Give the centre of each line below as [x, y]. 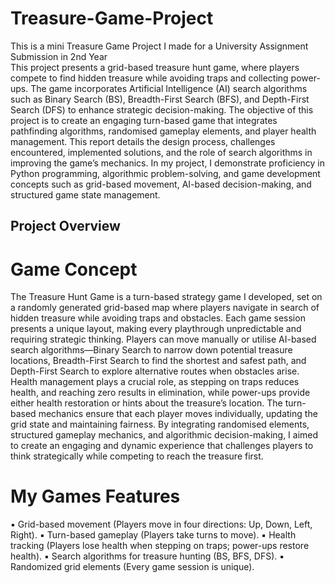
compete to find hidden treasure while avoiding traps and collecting [149, 78]
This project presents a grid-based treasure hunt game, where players [155, 67]
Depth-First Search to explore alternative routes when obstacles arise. [155, 371]
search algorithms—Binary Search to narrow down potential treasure [151, 350]
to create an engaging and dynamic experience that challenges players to [162, 446]
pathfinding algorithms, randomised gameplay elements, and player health [163, 131]
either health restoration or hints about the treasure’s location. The [146, 403]
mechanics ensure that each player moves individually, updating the [178, 414]
